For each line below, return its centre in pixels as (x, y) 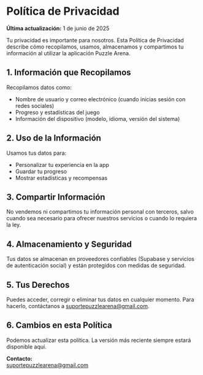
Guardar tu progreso (41, 171)
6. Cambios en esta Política (59, 326)
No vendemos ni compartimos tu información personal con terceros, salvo (100, 212)
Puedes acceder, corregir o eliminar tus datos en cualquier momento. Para (100, 300)
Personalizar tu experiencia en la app (62, 164)
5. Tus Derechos (38, 284)
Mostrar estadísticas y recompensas (61, 178)
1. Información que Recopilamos (69, 73)
